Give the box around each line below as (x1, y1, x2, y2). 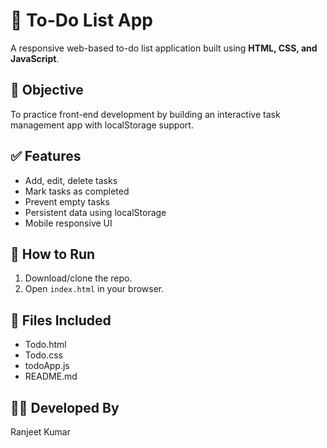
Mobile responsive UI (24, 217, 113, 229)
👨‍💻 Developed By (10, 399, 120, 416)
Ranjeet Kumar (10, 426, 71, 438)
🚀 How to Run (10, 245, 96, 263)
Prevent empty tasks (24, 195, 110, 208)
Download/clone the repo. (24, 272, 133, 284)
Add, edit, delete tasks (24, 174, 118, 186)
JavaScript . (10, 52, 60, 64)
